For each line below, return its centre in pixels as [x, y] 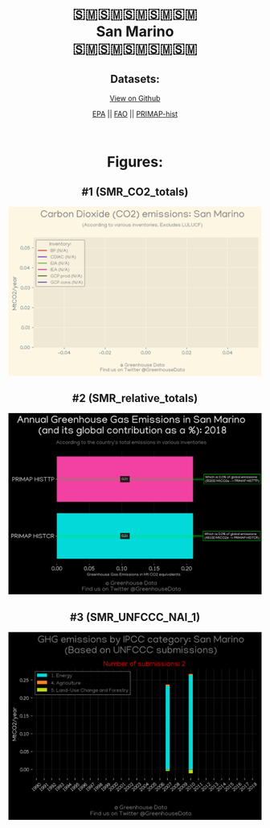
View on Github [135, 98]
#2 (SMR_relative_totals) [135, 398]
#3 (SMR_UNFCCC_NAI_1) [135, 617]
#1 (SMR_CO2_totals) [135, 191]
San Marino [135, 32]
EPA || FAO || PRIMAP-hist [135, 114]
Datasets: [135, 79]
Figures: [135, 162]
